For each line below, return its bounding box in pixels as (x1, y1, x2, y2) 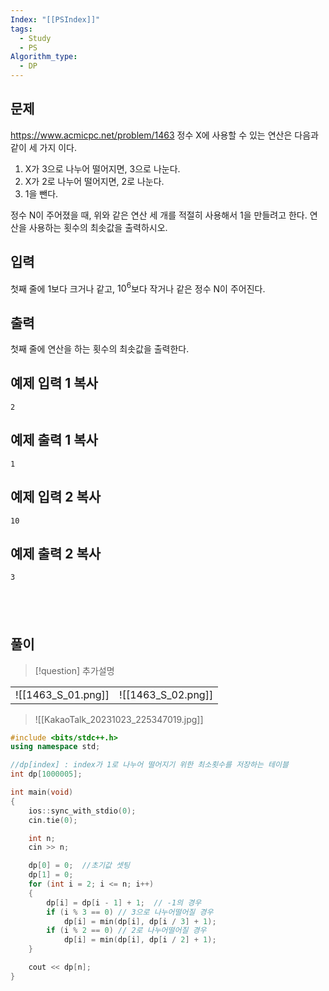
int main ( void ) (10, 787, 74, 798)
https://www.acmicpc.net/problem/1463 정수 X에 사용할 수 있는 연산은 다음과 (10, 129, 319, 141)
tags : (10, 24, 33, 34)
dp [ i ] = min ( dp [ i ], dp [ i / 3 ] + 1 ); (63, 916, 217, 926)
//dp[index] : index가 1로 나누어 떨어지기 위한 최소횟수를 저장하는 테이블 (10, 760, 289, 770)
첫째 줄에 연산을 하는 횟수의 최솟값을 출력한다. (10, 343, 190, 355)
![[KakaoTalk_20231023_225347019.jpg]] (34, 713, 204, 725)
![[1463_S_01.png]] (15, 687, 110, 701)
